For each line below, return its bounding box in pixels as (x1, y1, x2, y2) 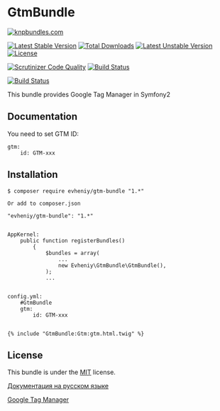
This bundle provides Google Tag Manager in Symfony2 (7, 90, 170, 98)
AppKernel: (7, 231, 40, 238)
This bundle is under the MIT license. (7, 368, 116, 376)
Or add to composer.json (7, 200, 81, 207)
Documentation (7, 111, 78, 123)
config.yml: (7, 293, 43, 300)
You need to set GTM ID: (7, 129, 79, 138)
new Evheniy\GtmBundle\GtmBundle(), (57, 261, 167, 269)
